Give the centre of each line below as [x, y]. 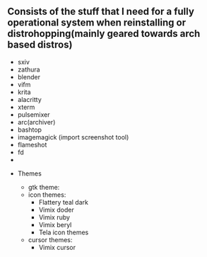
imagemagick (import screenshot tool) [73, 137]
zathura [29, 69]
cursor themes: [50, 239]
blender [29, 76]
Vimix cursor [57, 247]
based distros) [40, 45]
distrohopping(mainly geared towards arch [104, 34]
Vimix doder [56, 210]
